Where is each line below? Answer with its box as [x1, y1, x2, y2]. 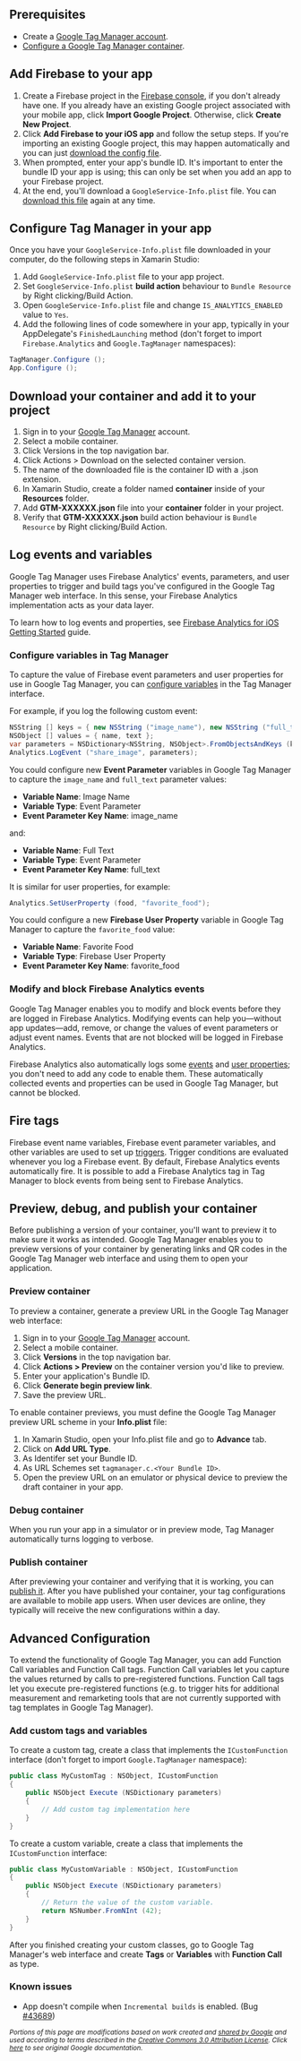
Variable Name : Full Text [21, 845, 115, 855]
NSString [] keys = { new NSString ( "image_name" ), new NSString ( [9, 723, 267, 733]
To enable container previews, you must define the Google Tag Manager [9, 1406, 276, 1418]
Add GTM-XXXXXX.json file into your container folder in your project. [21, 502, 284, 513]
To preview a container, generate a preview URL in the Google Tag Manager [9, 1305, 289, 1316]
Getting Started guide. [9, 626, 91, 637]
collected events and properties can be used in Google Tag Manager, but [9, 1078, 279, 1088]
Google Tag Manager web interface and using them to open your [9, 1253, 249, 1264]
